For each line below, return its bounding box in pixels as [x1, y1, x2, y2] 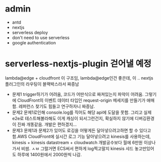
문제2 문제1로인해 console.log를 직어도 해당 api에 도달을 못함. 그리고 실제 [12, 109, 152, 115]
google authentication [12, 40, 56, 45]
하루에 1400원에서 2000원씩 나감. [17, 151, 82, 157]
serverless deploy [12, 29, 48, 35]
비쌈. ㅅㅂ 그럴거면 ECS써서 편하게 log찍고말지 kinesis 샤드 [21, 146, 134, 151]
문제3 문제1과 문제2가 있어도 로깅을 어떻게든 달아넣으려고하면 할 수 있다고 [12, 127, 151, 133]
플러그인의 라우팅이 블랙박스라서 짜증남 [5, 81, 79, 87]
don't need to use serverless [12, 35, 70, 40]
